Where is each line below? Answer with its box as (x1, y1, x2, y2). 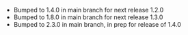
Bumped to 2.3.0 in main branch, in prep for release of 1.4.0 (13, 21, 181, 28)
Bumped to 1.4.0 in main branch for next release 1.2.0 (13, 6, 164, 14)
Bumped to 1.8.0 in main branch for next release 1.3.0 (13, 13, 163, 21)
